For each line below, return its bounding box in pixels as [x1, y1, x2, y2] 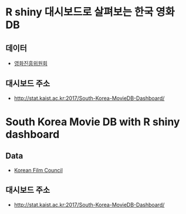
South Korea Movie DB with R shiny [5, 115, 180, 128]
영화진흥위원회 [13, 60, 48, 66]
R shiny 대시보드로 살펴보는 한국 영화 [5, 5, 175, 19]
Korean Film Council [13, 166, 63, 173]
